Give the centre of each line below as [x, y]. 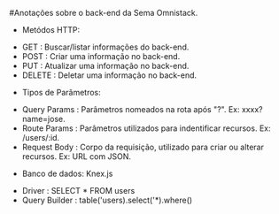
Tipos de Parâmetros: [61, 92]
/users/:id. [41, 138]
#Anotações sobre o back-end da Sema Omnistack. [104, 13]
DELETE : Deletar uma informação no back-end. [109, 75]
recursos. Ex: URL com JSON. [76, 157]
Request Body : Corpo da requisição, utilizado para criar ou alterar [143, 147]
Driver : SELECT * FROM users [78, 191]
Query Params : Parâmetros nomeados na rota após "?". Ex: [131, 109]
